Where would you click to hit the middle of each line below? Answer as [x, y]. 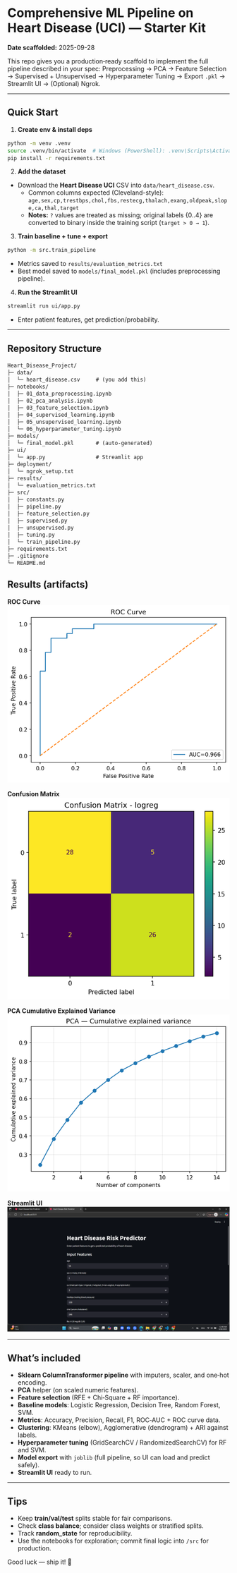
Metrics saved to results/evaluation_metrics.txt [90, 264]
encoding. [32, 1383]
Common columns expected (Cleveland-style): [96, 193]
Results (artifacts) [48, 584]
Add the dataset [42, 171]
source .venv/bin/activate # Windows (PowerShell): [86, 151]
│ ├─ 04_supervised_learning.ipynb [61, 415]
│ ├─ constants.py [36, 499]
